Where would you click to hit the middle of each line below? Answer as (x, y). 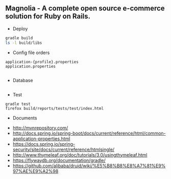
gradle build (19, 38)
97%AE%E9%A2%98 (35, 171)
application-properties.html (41, 138)
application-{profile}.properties (42, 62)
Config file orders (31, 53)
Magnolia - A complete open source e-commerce (85, 8)
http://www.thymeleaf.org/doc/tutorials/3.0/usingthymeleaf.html (80, 155)
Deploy (20, 29)
